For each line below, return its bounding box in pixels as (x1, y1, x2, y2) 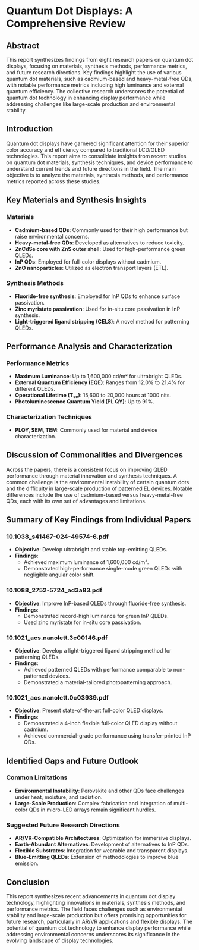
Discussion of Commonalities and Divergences (6, 450, 183, 460)
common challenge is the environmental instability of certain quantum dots (6, 478, 189, 485)
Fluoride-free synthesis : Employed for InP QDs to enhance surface (14, 293, 181, 300)
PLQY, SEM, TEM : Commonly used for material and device (14, 427, 158, 434)
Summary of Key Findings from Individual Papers (6, 515, 191, 525)
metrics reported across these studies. (6, 177, 101, 185)
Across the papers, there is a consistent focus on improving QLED (6, 466, 168, 473)
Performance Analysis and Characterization (6, 341, 173, 352)
